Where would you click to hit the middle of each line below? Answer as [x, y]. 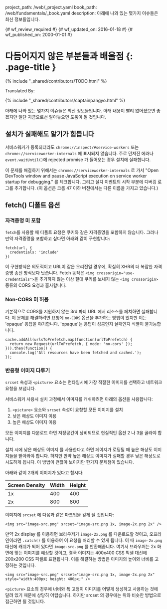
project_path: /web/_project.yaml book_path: [51, 7]
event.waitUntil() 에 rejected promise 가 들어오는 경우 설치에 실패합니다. [78, 160]
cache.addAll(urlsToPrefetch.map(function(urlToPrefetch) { [69, 339]
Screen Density [26, 485]
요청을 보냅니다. [21, 389]
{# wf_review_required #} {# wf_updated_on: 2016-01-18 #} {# [69, 29]
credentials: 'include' [34, 252]
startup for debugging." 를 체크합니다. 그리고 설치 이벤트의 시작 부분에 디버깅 [81, 182]
